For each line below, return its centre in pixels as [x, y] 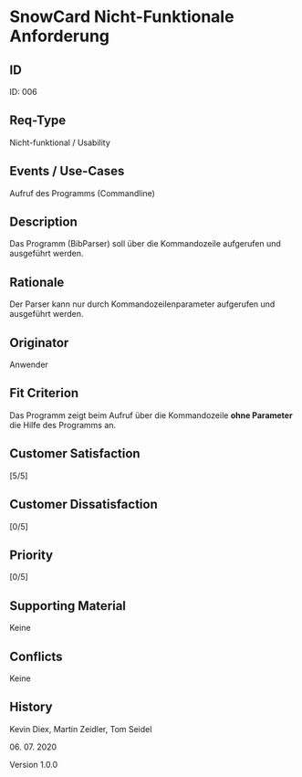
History [31, 707]
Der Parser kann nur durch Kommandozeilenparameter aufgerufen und [142, 304]
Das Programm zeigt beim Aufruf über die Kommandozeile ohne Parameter [151, 415]
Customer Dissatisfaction [83, 504]
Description [43, 222]
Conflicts [36, 656]
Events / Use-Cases [67, 171]
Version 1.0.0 [34, 764]
